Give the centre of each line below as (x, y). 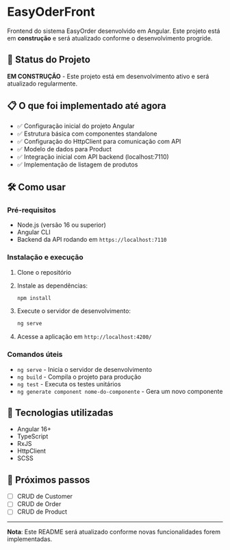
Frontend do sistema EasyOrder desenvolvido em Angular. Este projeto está (114, 31)
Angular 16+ (34, 429)
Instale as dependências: (52, 286)
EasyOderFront (51, 12)
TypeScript (33, 436)
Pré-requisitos (31, 210)
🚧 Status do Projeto (49, 60)
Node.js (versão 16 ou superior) (61, 225)
